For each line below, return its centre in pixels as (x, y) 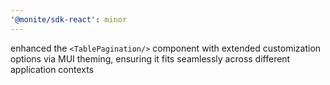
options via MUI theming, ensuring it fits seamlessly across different (150, 58)
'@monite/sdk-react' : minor (69, 19)
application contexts (52, 69)
